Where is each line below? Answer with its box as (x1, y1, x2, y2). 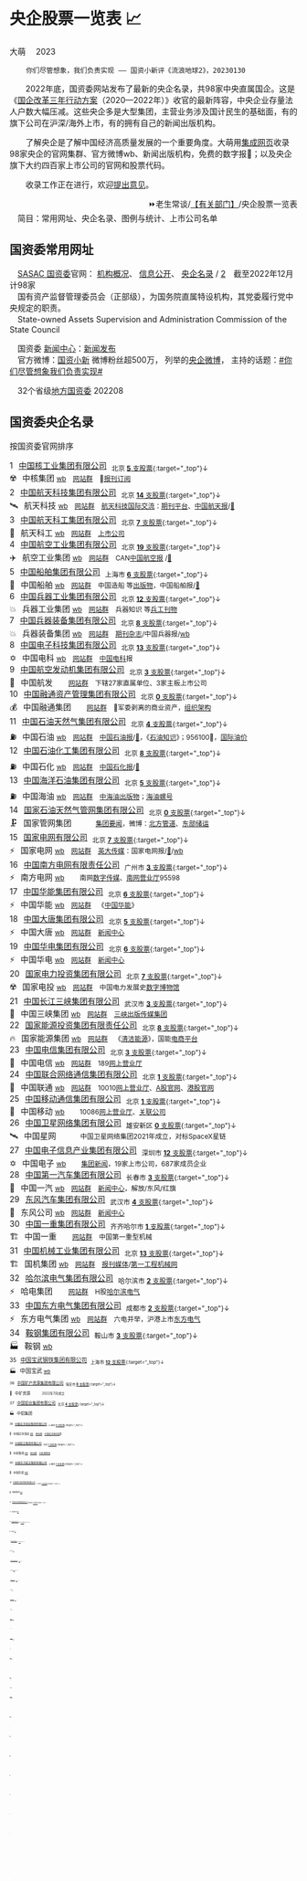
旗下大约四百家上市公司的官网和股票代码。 (9, 159, 170, 170)
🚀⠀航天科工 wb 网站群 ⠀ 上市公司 (9, 527, 125, 538)
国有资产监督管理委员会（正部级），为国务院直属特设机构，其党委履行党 (16, 291, 286, 301)
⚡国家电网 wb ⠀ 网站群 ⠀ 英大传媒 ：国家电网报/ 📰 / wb (9, 844, 184, 855)
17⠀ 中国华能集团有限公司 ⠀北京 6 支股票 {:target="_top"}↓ (9, 886, 206, 900)
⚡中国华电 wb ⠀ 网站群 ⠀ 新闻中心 (9, 954, 125, 965)
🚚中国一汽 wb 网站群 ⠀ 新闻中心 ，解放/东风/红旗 (9, 1182, 176, 1193)
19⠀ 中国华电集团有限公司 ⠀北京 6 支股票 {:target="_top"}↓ (9, 940, 206, 954)
